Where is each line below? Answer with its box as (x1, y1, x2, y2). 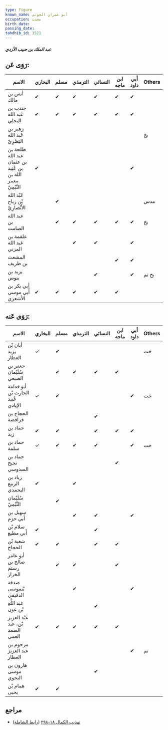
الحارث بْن (7, 389, 29, 396)
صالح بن (7, 558, 25, 565)
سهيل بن (7, 509, 26, 516)
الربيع (7, 480, 19, 487)
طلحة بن (7, 146, 26, 153)
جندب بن (7, 105, 26, 112)
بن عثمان (7, 158, 27, 165)
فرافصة (7, 416, 24, 423)
